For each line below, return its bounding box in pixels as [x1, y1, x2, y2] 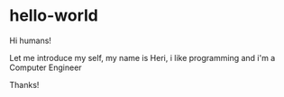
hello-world [9, 5, 99, 26]
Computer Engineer [9, 62, 83, 73]
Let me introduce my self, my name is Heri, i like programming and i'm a [9, 52, 276, 63]
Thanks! [9, 79, 40, 90]
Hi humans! [9, 35, 52, 46]
